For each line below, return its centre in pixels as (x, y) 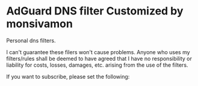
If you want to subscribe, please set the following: (68, 76)
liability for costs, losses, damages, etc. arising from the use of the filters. (97, 65)
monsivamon (40, 24)
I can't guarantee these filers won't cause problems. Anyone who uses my (98, 52)
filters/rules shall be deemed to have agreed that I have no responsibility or (99, 58)
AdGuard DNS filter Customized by (95, 11)
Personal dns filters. (31, 40)
